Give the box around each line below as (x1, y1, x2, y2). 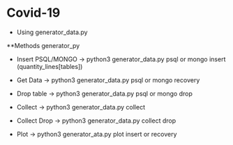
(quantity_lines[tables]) (16, 62, 83, 70)
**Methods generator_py (6, 41, 80, 49)
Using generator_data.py (16, 28, 88, 36)
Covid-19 (6, 5, 61, 21)
